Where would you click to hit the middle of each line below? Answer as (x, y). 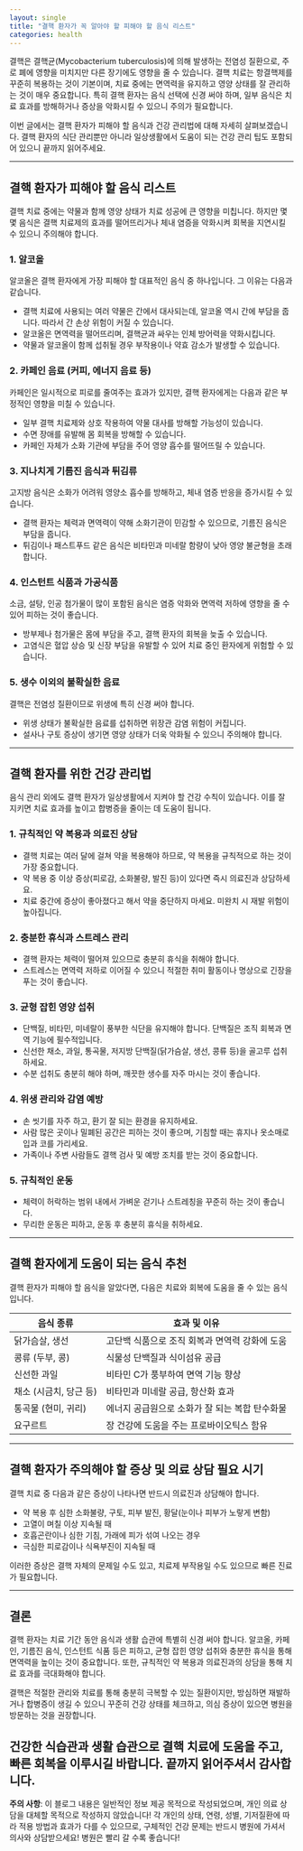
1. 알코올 (27, 260)
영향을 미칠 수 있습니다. (74, 404)
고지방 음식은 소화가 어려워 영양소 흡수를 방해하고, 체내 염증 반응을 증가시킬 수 (147, 492)
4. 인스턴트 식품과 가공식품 (64, 582)
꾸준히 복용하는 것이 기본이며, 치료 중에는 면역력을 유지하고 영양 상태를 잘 (138, 84)
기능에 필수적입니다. (67, 1040)
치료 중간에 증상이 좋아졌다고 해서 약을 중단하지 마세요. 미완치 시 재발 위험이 (156, 900)
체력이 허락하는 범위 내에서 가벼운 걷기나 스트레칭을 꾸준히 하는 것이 (142, 1201)
